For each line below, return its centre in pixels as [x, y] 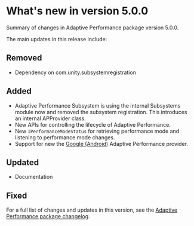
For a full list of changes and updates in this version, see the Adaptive [92, 210]
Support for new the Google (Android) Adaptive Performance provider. [101, 143]
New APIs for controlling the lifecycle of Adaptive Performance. [93, 124]
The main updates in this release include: [57, 39]
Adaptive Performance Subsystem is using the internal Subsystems [98, 105]
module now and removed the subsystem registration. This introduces [101, 112]
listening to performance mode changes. [65, 137]
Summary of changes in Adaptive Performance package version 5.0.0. [93, 28]
